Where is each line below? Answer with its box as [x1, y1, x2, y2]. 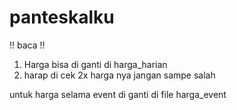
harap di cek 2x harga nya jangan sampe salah [23, 69, 216, 81]
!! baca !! [9, 39, 46, 51]
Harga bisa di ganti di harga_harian [23, 58, 168, 70]
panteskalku [9, 6, 115, 29]
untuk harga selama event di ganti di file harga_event [9, 88, 227, 100]
